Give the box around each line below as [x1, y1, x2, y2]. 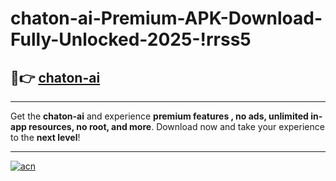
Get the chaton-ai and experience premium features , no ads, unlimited [10, 110, 309, 122]
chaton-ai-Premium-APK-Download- [10, 7, 323, 30]
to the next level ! [10, 132, 81, 143]
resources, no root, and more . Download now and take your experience [28, 121, 325, 132]
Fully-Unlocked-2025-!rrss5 [10, 28, 252, 51]
